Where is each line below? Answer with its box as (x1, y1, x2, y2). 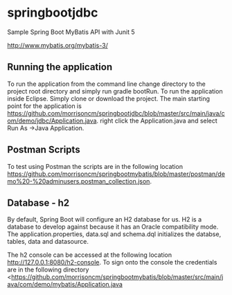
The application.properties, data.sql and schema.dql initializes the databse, (7, 230, 222, 238)
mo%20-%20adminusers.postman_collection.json (7, 177, 150, 185)
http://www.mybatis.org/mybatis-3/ (7, 41, 109, 49)
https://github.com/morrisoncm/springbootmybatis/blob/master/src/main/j (11, 273, 224, 281)
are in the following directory (7, 265, 89, 274)
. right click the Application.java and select (96, 116, 218, 125)
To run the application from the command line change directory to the (7, 80, 206, 88)
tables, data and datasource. (7, 238, 89, 246)
